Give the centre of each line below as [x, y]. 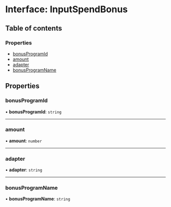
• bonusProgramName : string [38, 199]
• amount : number [24, 141]
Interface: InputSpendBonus [67, 9]
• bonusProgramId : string [34, 112]
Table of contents [34, 28]
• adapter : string [24, 170]
